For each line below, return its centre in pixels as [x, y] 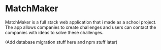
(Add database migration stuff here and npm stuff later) [61, 42]
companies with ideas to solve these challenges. [54, 32]
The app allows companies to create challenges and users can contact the [81, 27]
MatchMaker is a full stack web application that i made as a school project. [81, 22]
